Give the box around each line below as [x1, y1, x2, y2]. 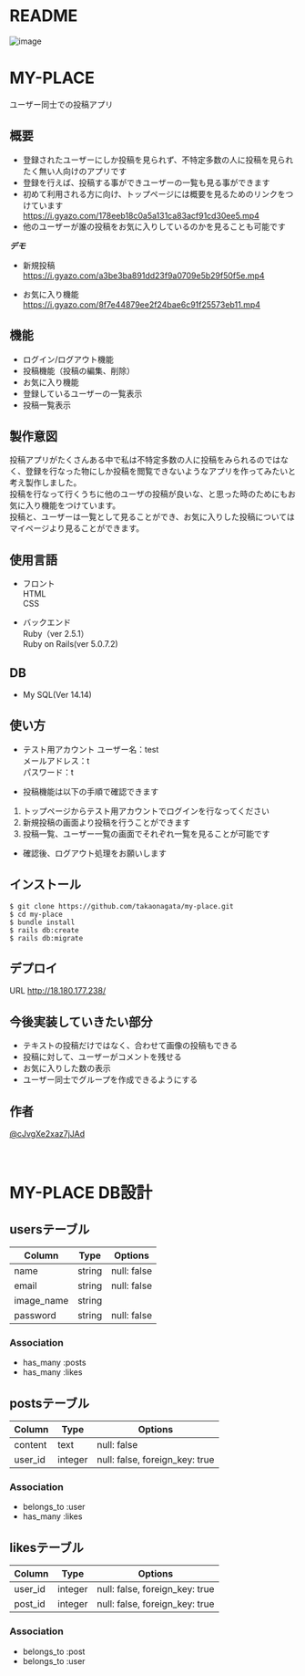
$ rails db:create [9, 925, 79, 935]
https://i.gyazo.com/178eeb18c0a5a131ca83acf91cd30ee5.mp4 [22, 210, 259, 221]
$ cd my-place [9, 910, 64, 919]
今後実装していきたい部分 [9, 1014, 153, 1029]
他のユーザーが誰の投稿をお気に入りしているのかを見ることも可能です [22, 221, 287, 232]
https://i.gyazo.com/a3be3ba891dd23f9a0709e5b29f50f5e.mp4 [22, 270, 266, 281]
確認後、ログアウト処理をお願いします [22, 848, 167, 859]
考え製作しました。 [9, 477, 82, 488]
